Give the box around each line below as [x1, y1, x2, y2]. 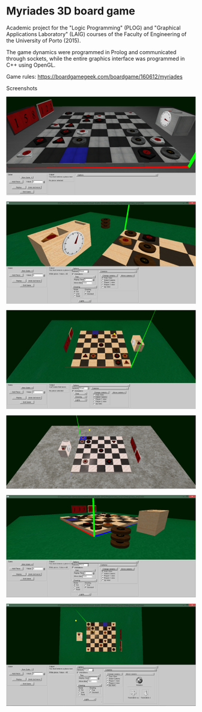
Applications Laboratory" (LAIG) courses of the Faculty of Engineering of [6, 30, 187, 37]
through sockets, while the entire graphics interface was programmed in [6, 55, 185, 62]
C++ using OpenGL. [6, 61, 56, 69]
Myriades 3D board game [6, 4, 135, 18]
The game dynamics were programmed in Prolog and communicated [6, 48, 177, 55]
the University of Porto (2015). [6, 37, 81, 44]
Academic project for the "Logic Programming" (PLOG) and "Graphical [6, 24, 181, 31]
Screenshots [6, 84, 38, 91]
